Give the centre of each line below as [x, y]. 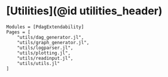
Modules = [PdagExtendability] [45, 27]
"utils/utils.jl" [39, 63]
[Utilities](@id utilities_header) [84, 11]
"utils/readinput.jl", [45, 58]
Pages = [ [19, 32]
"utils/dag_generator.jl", [51, 37]
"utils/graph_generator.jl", [53, 42]
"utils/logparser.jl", [45, 48]
